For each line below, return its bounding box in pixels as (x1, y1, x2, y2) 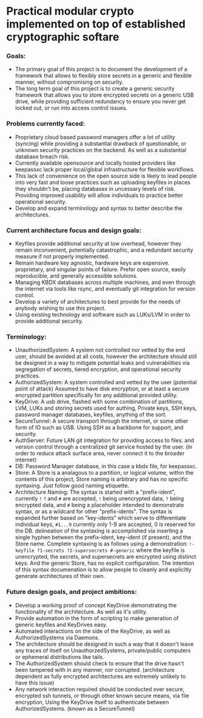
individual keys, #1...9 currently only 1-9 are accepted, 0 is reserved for (15, 521, 196, 528)
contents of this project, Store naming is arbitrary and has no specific (15, 475, 188, 483)
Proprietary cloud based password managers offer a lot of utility (15, 133, 176, 140)
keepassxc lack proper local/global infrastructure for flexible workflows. (15, 165, 195, 173)
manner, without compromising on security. (15, 78, 124, 86)
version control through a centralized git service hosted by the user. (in (15, 443, 193, 450)
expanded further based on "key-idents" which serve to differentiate (15, 514, 187, 522)
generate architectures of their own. (15, 573, 105, 580)
